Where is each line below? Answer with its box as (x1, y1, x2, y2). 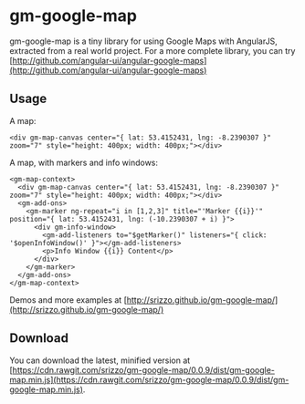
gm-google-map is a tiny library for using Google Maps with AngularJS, (9, 36, 279, 47)
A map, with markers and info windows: (9, 157, 158, 168)
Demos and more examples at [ (9, 294, 128, 306)
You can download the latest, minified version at (9, 355, 191, 366)
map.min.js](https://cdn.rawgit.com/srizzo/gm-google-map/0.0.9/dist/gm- (9, 374, 289, 385)
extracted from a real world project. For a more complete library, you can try (9, 45, 296, 56)
